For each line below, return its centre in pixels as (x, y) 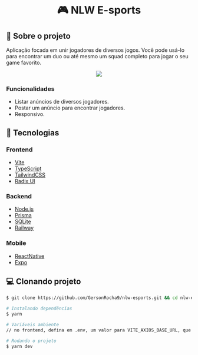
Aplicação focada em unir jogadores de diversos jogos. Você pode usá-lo (95, 50)
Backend (19, 196)
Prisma (23, 215)
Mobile (16, 243)
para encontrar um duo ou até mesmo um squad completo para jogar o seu (97, 56)
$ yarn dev (19, 346)
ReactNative (29, 256)
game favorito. (24, 62)
